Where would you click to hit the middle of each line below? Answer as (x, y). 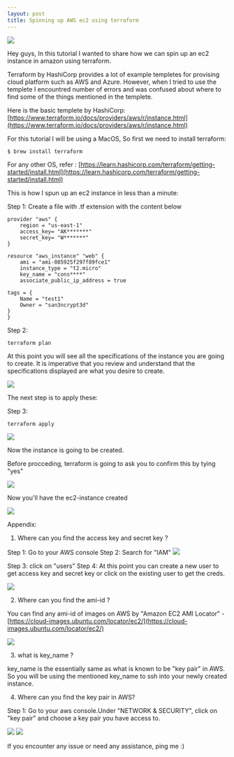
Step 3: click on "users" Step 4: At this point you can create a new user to (113, 566)
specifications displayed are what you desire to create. (86, 371)
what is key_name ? (45, 655)
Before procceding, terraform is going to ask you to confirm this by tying (111, 463)
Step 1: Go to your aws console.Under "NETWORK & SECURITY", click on (112, 710)
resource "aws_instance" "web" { (56, 256)
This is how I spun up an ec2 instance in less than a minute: (93, 192)
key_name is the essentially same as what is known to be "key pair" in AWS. (116, 668)
